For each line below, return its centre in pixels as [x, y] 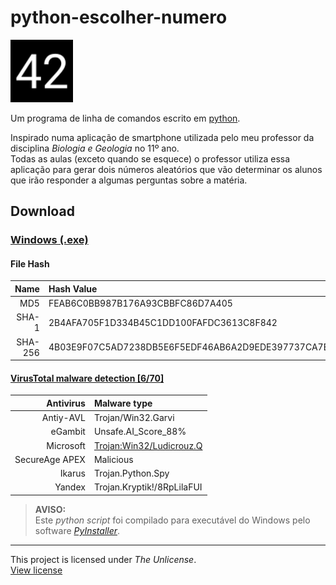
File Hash [30, 263]
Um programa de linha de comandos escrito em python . [125, 118]
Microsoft [66, 445]
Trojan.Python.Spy [131, 473]
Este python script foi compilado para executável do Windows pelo [172, 520]
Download [42, 211]
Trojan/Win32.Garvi [134, 418]
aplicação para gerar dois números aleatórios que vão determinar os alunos [166, 169]
